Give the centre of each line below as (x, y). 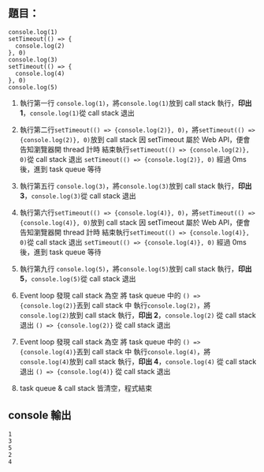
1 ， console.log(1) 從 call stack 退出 (77, 113)
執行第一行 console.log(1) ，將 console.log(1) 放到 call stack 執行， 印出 (136, 103)
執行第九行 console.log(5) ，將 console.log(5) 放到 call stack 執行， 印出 (136, 268)
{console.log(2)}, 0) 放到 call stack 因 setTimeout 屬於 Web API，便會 (135, 139)
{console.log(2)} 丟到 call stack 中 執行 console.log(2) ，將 (115, 305)
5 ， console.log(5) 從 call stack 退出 (78, 279)
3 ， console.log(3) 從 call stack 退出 (78, 196)
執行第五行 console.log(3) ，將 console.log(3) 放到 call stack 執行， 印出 (136, 185)
